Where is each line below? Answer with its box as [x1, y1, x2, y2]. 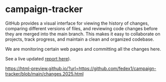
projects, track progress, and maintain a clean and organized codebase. [5, 36, 154, 42]
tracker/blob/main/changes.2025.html [5, 70, 84, 76]
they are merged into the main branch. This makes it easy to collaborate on [5, 31, 161, 37]
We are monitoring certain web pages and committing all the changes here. [5, 46, 161, 52]
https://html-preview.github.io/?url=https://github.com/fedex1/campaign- [5, 65, 156, 71]
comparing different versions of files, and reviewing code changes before [5, 25, 158, 31]
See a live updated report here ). [5, 55, 71, 61]
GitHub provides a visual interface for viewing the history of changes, [5, 20, 149, 26]
